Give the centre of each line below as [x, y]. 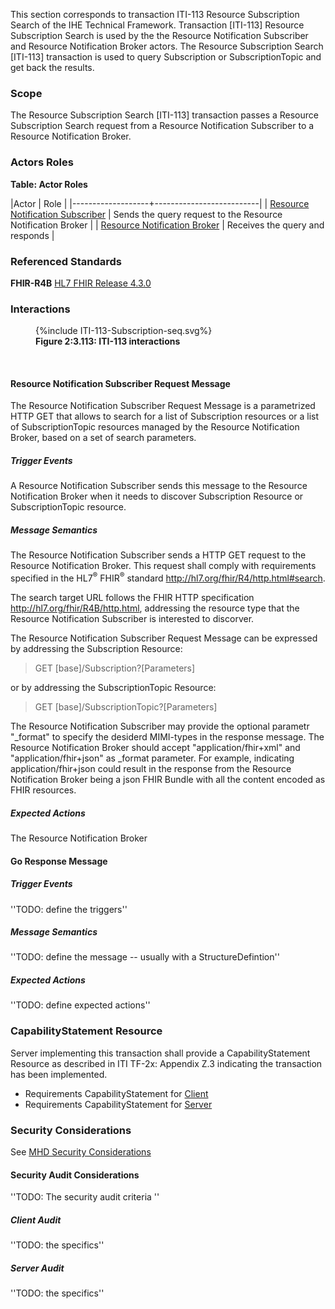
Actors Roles [42, 162]
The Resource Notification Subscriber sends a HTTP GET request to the [158, 555]
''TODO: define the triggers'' [69, 909]
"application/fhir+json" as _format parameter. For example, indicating [152, 758]
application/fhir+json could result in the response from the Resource [151, 768]
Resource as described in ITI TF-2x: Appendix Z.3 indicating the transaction [166, 1063]
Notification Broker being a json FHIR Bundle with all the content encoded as [168, 779]
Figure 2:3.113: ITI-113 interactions [108, 341]
